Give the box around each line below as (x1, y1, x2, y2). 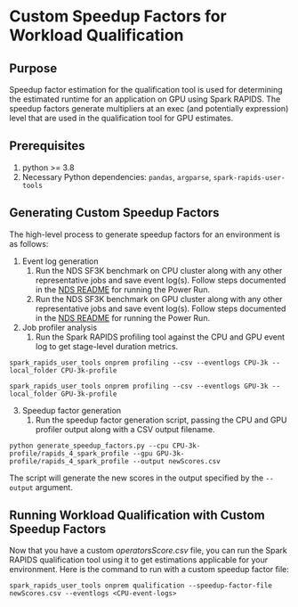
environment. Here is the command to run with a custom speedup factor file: (9, 564, 289, 575)
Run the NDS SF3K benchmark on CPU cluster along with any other (35, 265, 283, 275)
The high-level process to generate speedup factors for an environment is (9, 229, 280, 240)
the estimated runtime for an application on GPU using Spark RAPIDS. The (9, 94, 281, 104)
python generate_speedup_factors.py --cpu (9, 441, 169, 450)
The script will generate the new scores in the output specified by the (9, 472, 264, 483)
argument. (35, 481, 73, 492)
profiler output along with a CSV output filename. (35, 423, 215, 434)
